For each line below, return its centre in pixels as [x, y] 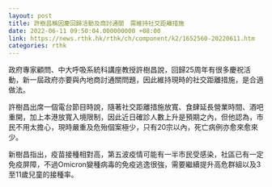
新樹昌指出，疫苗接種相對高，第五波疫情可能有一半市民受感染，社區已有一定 [136, 155]
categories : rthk [38, 46]
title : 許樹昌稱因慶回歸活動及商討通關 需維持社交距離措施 [96, 23]
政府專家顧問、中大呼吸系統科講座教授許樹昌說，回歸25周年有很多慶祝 [126, 70]
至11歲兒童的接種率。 [43, 175]
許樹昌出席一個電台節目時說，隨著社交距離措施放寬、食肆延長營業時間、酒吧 [136, 107]
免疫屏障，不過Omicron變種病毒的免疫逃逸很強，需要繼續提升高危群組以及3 [135, 164]
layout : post [30, 16]
